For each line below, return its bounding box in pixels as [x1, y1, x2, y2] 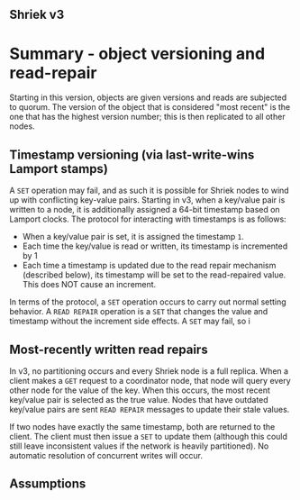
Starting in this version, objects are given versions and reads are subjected [9, 92, 287, 103]
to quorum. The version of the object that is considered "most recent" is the [9, 102, 291, 113]
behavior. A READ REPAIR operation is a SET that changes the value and [9, 306, 268, 317]
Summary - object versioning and [9, 43, 266, 64]
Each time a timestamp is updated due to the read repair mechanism [22, 260, 277, 271]
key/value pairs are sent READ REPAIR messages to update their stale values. [9, 404, 290, 414]
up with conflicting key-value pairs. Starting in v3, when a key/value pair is [9, 195, 286, 205]
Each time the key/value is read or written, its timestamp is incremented [22, 241, 288, 251]
